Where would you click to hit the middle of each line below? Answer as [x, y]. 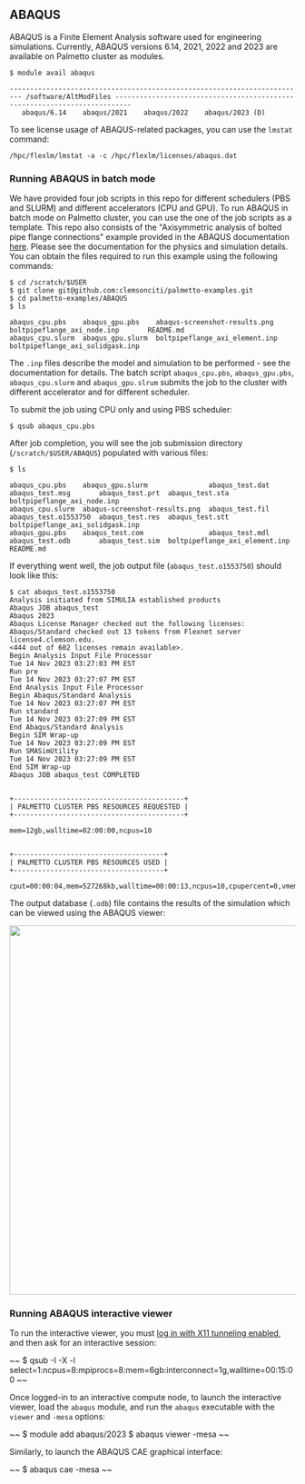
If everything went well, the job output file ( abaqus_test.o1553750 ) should [145, 566]
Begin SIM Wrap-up [44, 735]
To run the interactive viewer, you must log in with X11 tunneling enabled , [145, 1333]
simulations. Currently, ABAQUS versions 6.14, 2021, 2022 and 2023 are [144, 46]
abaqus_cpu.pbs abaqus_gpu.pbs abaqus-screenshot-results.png [142, 323]
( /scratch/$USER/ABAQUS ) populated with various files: [109, 453]
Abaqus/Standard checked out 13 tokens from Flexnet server [126, 632]
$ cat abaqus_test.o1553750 [63, 593]
